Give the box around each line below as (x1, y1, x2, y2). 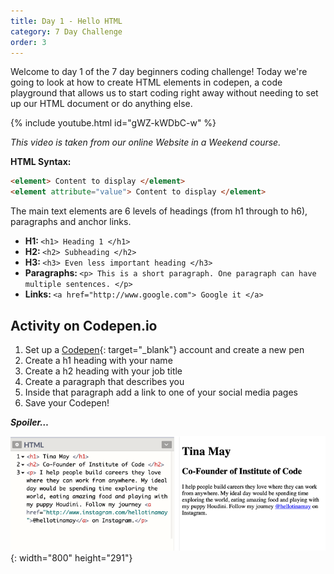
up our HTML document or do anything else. (10, 98, 193, 110)
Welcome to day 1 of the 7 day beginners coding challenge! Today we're (10, 66, 308, 78)
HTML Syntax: (10, 156, 72, 168)
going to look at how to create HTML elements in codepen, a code (10, 76, 283, 89)
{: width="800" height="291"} (10, 552, 133, 564)
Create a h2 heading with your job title (24, 365, 183, 377)
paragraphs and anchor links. (10, 216, 132, 228)
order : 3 (10, 37, 47, 47)
